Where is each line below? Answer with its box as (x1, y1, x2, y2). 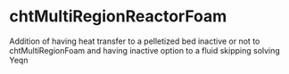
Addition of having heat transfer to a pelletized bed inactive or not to (9, 36, 260, 46)
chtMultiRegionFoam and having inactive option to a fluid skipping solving (9, 45, 281, 55)
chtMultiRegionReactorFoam (9, 6, 227, 27)
